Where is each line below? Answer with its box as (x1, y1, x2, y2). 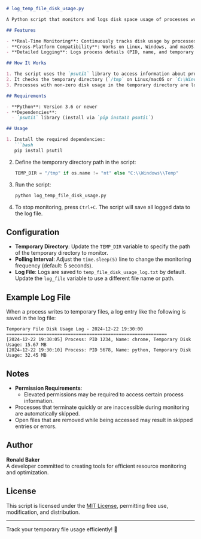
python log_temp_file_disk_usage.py (14, 192, 106, 198)
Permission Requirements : (14, 384, 83, 392)
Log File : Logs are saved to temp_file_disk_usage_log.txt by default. (14, 269, 187, 276)
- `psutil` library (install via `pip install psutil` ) (11, 115, 154, 121)
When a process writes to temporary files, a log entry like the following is (6, 308, 186, 315)
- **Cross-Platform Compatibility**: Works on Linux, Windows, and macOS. (6, 44, 197, 50)
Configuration (6, 227, 60, 237)
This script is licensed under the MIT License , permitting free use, (6, 502, 169, 509)
